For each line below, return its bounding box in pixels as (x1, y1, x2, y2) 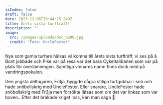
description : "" (5, 26, 39, 31)
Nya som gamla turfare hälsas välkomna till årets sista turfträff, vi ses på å (5, 53, 157, 59)
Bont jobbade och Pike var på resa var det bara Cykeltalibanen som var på (5, 58, 158, 64)
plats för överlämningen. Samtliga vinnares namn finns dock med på (5, 63, 145, 69)
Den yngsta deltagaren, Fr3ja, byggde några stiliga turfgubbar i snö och (5, 78, 153, 84)
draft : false (5, 12, 32, 17)
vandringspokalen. (5, 69, 43, 75)
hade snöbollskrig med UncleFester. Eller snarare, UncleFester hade (5, 84, 145, 90)
